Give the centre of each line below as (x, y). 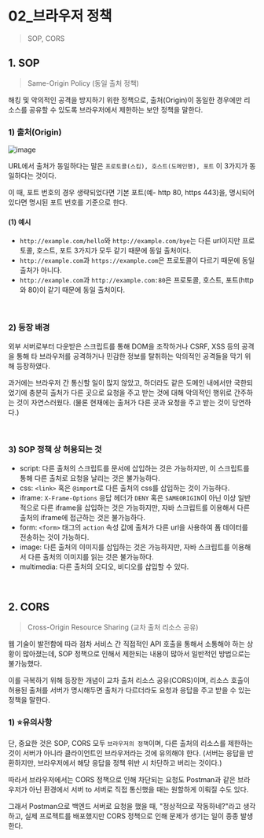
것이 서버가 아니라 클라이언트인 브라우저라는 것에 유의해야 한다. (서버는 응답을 (127, 753)
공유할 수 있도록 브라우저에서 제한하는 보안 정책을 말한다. (116, 109)
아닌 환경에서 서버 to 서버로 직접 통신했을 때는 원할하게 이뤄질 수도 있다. (139, 789)
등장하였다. (33, 366)
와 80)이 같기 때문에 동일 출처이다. (72, 290)
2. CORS (29, 607)
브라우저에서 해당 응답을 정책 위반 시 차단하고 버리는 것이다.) (130, 762)
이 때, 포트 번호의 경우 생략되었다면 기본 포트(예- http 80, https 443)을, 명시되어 (132, 193)
